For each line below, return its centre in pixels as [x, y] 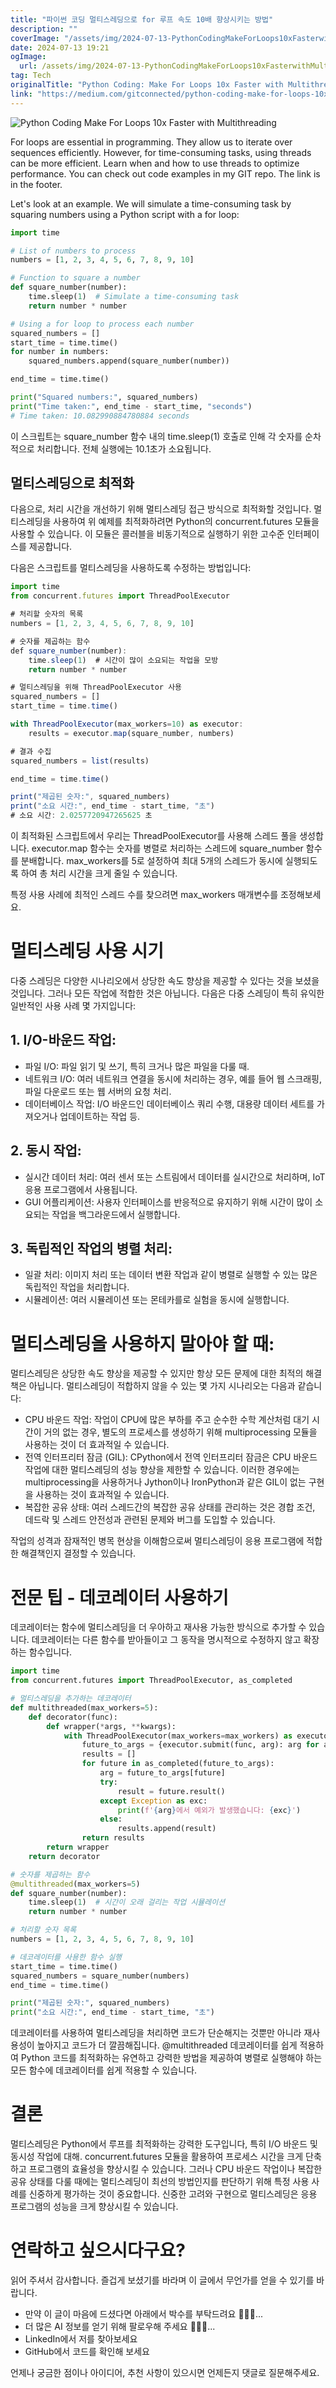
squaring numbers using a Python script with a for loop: [125, 214]
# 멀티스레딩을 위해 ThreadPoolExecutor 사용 [96, 687]
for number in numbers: [60, 352]
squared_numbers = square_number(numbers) [100, 1976]
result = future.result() [171, 1791]
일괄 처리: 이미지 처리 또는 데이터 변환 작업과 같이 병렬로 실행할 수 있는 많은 [171, 1275]
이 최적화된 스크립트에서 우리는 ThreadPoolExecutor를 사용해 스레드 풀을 [154, 836]
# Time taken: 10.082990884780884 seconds [100, 416]
